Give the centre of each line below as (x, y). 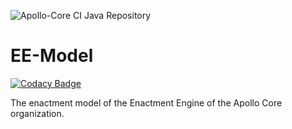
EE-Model (52, 56)
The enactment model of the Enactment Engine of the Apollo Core (146, 102)
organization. (37, 113)
